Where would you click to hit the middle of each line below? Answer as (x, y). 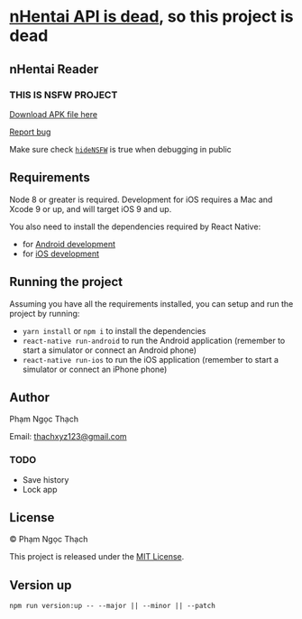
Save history (46, 479)
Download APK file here (53, 114)
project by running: (45, 313)
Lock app (40, 489)
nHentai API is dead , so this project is (151, 17)
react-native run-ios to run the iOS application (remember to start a (151, 359)
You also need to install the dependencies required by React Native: (135, 226)
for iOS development (61, 254)
